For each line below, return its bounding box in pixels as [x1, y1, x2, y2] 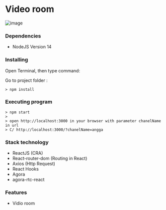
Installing [5, 56, 28, 63]
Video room [5, 3, 55, 15]
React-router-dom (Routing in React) [12, 156, 87, 162]
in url [5, 123, 19, 128]
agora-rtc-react [12, 177, 45, 183]
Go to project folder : [5, 77, 48, 83]
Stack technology [5, 139, 49, 146]
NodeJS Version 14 [12, 44, 52, 50]
